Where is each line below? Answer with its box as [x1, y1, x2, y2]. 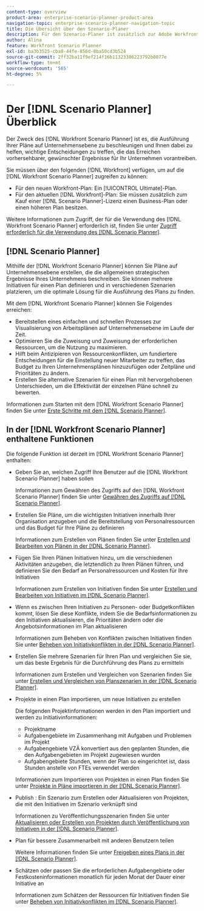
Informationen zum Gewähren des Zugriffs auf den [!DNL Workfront [15, 486, 185, 494]
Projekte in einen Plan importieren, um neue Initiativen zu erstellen [15, 695, 181, 702]
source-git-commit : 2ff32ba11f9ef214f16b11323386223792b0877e [6, 54, 167, 60]
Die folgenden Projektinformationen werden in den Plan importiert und [15, 707, 191, 714]
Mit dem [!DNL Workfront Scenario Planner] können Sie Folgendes [6, 300, 172, 307]
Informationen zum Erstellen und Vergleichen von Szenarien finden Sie [15, 671, 192, 678]
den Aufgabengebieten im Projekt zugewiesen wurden [24, 751, 161, 758]
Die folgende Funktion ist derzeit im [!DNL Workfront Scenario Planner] [6, 450, 184, 457]
